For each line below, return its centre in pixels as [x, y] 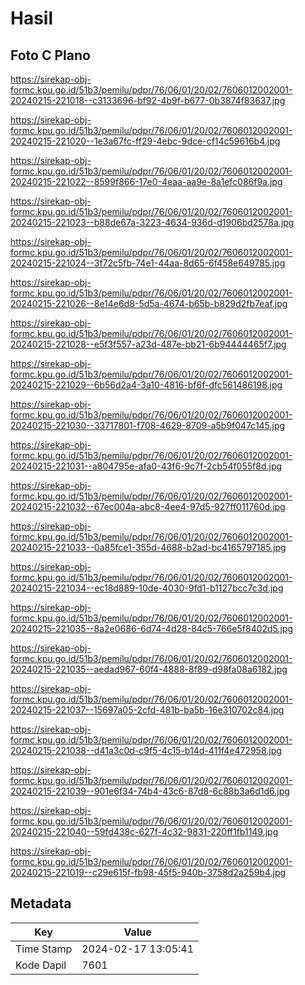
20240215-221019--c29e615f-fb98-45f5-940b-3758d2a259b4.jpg [148, 872]
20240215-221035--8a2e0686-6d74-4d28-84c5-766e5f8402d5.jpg [152, 628]
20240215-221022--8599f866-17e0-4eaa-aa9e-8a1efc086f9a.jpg [146, 181]
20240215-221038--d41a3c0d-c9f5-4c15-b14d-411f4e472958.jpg [146, 750]
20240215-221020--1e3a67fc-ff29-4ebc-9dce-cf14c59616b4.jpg [145, 141]
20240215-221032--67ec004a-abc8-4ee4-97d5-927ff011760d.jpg [148, 506]
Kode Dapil [41, 965]
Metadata [41, 903]
